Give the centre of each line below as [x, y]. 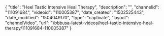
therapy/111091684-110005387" [37, 28]
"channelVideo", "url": [28, 23]
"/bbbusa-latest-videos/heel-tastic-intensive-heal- [102, 23]
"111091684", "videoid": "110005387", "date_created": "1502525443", [75, 12]
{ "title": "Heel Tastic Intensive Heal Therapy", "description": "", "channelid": [82, 7]
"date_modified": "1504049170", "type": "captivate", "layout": [67, 18]
